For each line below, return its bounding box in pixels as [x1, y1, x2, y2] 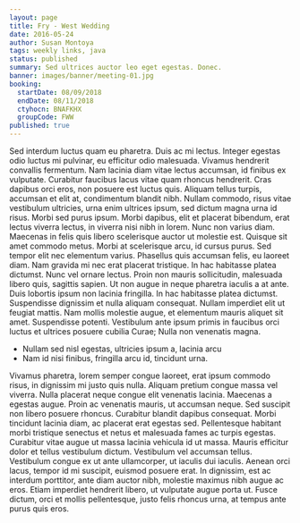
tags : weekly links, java [9, 46, 106, 55]
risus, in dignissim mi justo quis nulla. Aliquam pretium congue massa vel [9, 380, 279, 390]
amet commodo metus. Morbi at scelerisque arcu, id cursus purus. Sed [9, 240, 271, 251]
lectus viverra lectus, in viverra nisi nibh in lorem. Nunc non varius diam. [9, 222, 275, 232]
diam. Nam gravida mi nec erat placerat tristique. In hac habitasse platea [9, 260, 277, 270]
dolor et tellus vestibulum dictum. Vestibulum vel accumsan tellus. [9, 446, 253, 457]
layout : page [9, 13, 58, 22]
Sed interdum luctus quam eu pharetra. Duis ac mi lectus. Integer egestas [9, 146, 280, 156]
